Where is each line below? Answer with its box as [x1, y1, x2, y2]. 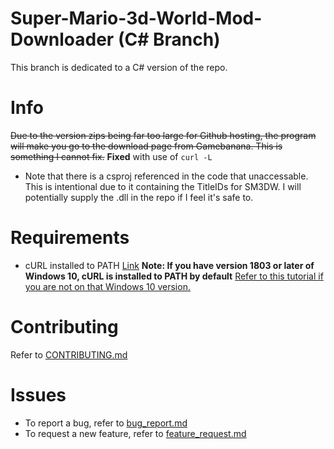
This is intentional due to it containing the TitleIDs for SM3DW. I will [24, 180, 302, 192]
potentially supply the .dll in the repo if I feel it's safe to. [24, 191, 254, 203]
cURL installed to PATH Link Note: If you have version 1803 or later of [24, 259, 315, 271]
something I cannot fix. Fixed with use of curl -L [10, 150, 213, 162]
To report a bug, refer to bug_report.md [24, 417, 188, 429]
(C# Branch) [117, 28, 221, 51]
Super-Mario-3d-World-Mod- [10, 7, 263, 30]
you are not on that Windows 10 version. [24, 280, 191, 292]
